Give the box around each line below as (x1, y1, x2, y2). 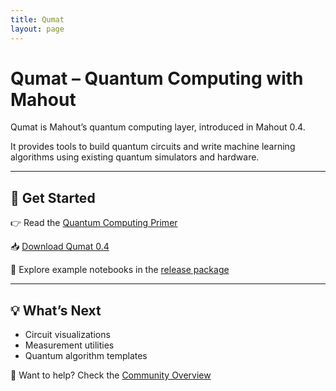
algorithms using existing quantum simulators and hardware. (10, 151, 260, 163)
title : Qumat (10, 14, 65, 25)
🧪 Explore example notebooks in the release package (10, 264, 230, 276)
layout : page (10, 24, 65, 34)
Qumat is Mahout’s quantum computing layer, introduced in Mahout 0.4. (10, 121, 306, 133)
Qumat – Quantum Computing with (10, 67, 304, 90)
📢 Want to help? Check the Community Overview (10, 369, 212, 381)
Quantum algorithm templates (24, 350, 148, 362)
